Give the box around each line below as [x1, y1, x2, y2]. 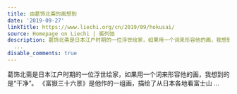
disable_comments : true [7, 50, 78, 57]
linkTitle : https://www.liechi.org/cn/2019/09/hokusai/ [7, 23, 175, 30]
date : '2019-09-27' [7, 17, 65, 24]
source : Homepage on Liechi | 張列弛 [7, 30, 115, 37]
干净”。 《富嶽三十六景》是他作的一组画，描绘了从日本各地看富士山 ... [16, 78, 220, 87]
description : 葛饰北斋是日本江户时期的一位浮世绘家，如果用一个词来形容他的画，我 [7, 37, 222, 44]
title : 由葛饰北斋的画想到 [7, 10, 78, 18]
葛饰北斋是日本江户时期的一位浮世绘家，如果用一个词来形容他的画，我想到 [7, 70, 224, 78]
